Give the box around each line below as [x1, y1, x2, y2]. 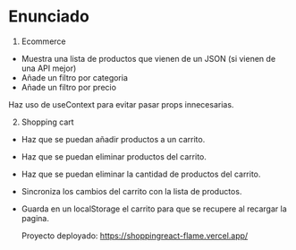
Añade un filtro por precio [21, 82, 117, 92]
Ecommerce [21, 36, 66, 47]
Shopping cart [21, 116, 74, 127]
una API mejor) [21, 63, 77, 73]
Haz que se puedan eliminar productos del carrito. [21, 151, 207, 162]
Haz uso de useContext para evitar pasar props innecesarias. [8, 99, 234, 109]
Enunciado [8, 6, 90, 27]
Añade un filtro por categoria [21, 72, 129, 82]
